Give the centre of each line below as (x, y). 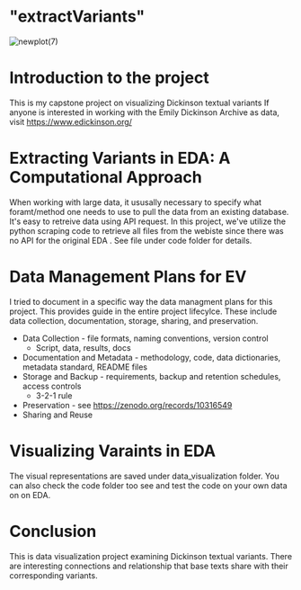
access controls (52, 386)
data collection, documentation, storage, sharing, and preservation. (134, 320)
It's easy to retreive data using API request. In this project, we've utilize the (147, 221)
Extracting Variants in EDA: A (120, 158)
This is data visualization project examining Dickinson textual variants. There (151, 556)
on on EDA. (30, 495)
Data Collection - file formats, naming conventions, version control (145, 338)
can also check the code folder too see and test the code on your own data (148, 485)
